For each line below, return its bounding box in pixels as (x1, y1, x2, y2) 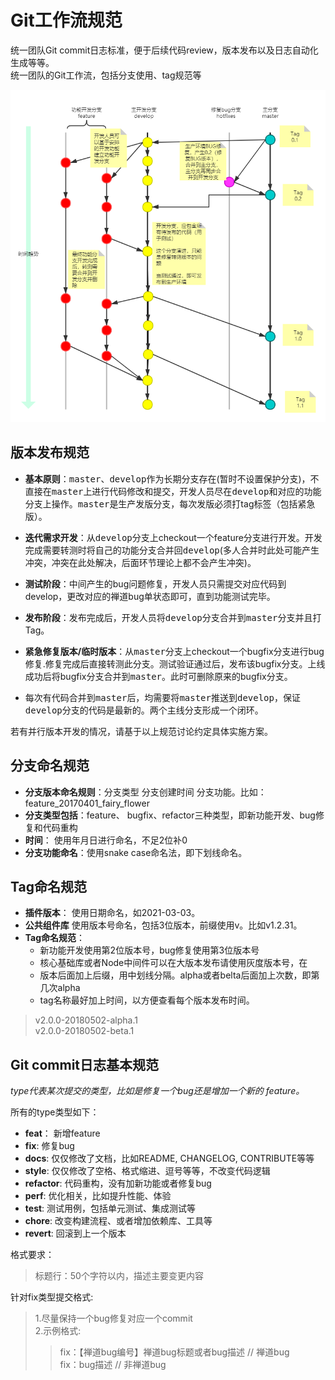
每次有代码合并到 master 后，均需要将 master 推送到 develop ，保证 (24, 691, 301, 703)
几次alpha (39, 982, 81, 994)
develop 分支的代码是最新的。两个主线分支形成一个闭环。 (24, 704, 264, 716)
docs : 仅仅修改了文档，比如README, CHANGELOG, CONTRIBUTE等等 (24, 1152, 315, 1165)
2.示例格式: (34, 1325, 82, 1337)
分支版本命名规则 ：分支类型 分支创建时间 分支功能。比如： (24, 786, 267, 798)
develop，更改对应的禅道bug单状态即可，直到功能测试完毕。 (24, 590, 276, 602)
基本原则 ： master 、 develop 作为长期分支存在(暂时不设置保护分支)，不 (24, 472, 320, 485)
